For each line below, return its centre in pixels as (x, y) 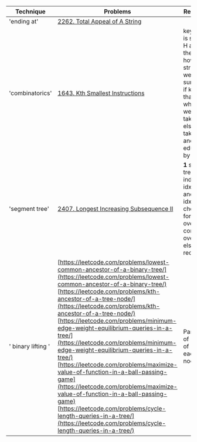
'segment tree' (29, 209)
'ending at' (24, 21)
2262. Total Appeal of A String (100, 21)
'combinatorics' (30, 93)
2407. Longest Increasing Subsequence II (116, 209)
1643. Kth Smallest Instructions (101, 93)
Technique (30, 11)
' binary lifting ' (30, 346)
